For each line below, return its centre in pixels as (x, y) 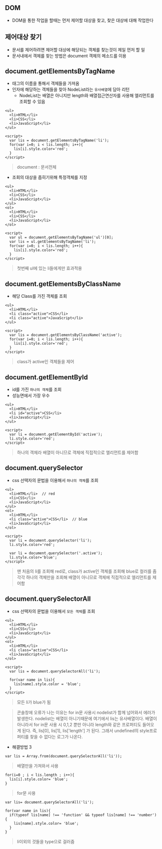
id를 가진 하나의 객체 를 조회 (37, 389)
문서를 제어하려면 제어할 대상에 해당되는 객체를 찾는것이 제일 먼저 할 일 (78, 49)
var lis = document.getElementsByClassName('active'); (66, 335)
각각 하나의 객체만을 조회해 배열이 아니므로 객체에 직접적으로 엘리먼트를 (84, 577)
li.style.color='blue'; (33, 557)
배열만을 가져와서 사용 (38, 766)
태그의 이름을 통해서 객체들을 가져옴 (46, 83)
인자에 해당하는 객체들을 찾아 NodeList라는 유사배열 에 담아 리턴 (71, 90)
